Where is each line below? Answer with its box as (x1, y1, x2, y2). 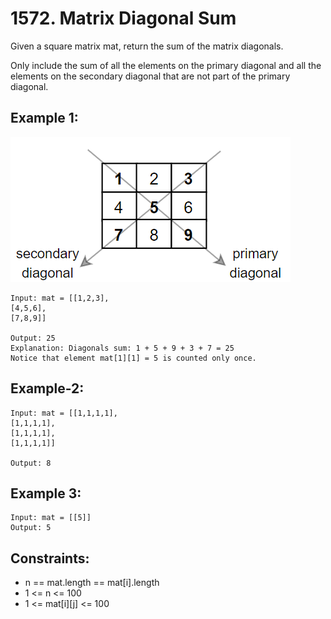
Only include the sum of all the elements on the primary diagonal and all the (10, 59, 322, 71)
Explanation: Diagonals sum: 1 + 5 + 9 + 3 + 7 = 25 (10, 343, 235, 353)
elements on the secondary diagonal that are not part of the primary (10, 70, 291, 82)
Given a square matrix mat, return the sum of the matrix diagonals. (10, 40, 284, 52)
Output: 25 (10, 333, 56, 343)
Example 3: (10, 485, 82, 502)
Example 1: (10, 110, 79, 127)
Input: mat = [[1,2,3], (10, 293, 110, 303)
